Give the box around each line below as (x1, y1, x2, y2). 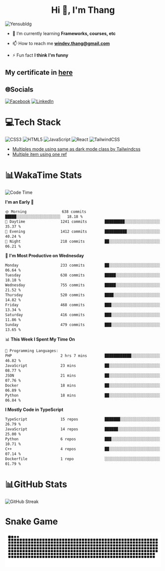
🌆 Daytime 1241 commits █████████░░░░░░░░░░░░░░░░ (5, 219, 161, 225)
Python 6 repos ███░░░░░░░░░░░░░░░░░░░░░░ (5, 437, 161, 442)
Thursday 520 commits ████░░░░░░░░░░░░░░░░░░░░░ (5, 292, 161, 298)
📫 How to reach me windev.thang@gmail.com (12, 40, 110, 46)
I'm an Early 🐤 (5, 199, 34, 205)
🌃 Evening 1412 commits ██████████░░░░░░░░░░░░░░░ (5, 229, 161, 234)
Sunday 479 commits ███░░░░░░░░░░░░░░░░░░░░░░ (5, 322, 161, 328)
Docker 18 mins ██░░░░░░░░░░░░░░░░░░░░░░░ (5, 383, 161, 388)
